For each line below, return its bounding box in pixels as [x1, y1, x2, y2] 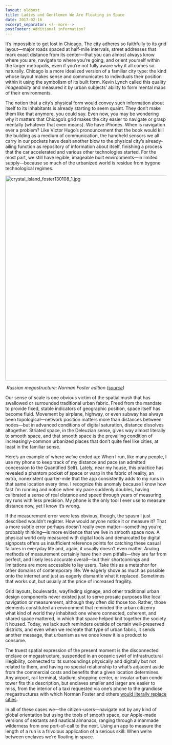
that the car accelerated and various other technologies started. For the [5, 149, 156, 155]
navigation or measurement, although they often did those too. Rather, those [5, 599, 166, 605]
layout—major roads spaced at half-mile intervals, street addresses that [5, 46, 157, 52]
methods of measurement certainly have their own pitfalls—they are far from [5, 551, 167, 557]
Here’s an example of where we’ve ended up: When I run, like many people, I [5, 454, 167, 460]
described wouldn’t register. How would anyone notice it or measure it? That [5, 518, 166, 525]
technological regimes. [5, 165, 54, 172]
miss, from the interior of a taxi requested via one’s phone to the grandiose [5, 685, 163, 692]
